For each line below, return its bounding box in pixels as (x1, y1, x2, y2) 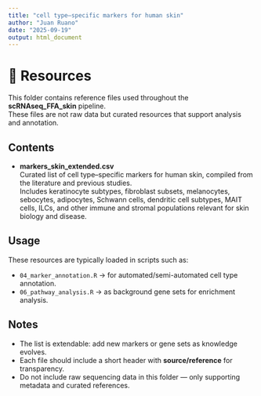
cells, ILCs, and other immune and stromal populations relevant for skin (19, 203, 249, 213)
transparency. (19, 364, 65, 373)
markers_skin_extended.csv (19, 162, 114, 171)
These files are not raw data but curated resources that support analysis (8, 110, 241, 119)
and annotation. (8, 118, 59, 128)
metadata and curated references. (19, 380, 130, 390)
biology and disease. (19, 212, 88, 220)
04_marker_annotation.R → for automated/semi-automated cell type (19, 270, 238, 279)
